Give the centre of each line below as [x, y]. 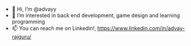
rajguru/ [21, 37]
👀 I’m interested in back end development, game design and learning [96, 15]
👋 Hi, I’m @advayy [34, 9]
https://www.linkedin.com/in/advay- [141, 28]
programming [28, 22]
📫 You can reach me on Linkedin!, [54, 28]
